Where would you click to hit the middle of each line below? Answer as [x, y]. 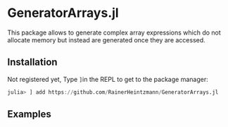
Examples [29, 114]
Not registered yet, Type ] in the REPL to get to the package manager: [108, 79]
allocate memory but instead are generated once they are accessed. [106, 40]
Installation [32, 62]
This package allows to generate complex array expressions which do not [114, 32]
